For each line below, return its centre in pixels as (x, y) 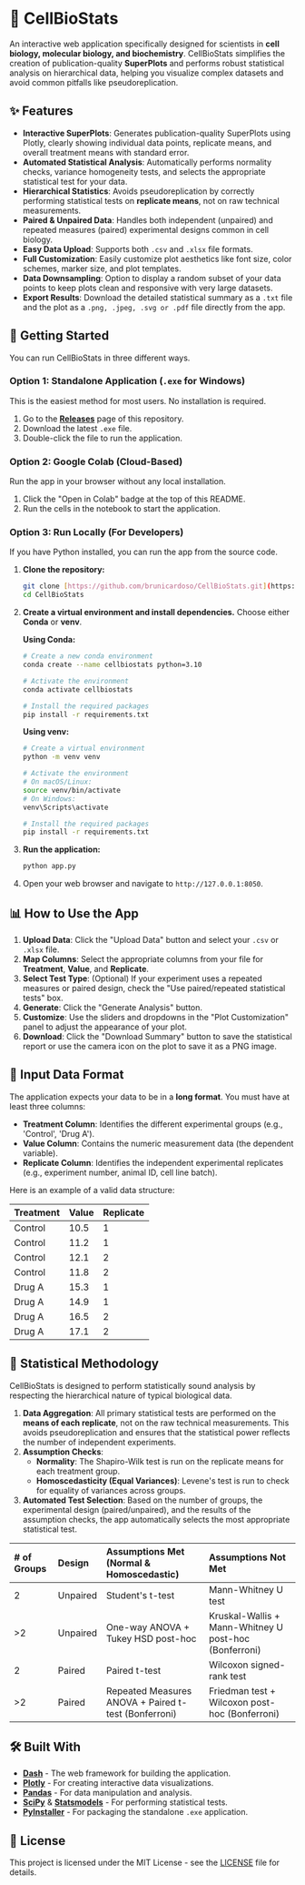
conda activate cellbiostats (78, 689)
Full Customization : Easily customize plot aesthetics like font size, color (157, 258)
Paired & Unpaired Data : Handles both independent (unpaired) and (148, 220)
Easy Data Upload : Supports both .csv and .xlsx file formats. (138, 248)
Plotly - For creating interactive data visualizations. (118, 1783)
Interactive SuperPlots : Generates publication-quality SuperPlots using (157, 133)
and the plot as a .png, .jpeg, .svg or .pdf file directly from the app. (154, 307)
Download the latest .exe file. (77, 428)
